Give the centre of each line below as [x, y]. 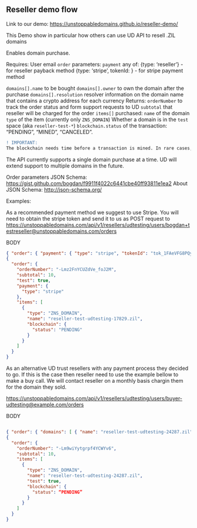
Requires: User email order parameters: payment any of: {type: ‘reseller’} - [95, 64]
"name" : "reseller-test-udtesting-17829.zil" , [85, 319]
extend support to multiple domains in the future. [65, 166]
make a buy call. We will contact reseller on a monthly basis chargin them [95, 381]
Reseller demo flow [42, 10]
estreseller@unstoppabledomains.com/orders [62, 231]
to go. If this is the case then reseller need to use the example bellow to [92, 375]
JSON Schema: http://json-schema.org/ [54, 189]
